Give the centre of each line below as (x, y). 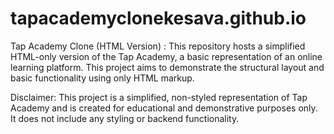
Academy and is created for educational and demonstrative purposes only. (164, 108)
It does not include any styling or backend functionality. (125, 118)
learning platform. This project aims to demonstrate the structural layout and (167, 67)
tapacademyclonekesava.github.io (158, 18)
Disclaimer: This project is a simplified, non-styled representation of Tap (159, 97)
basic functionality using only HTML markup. (102, 78)
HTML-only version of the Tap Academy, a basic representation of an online (166, 56)
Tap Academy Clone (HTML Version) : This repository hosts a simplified (158, 46)
